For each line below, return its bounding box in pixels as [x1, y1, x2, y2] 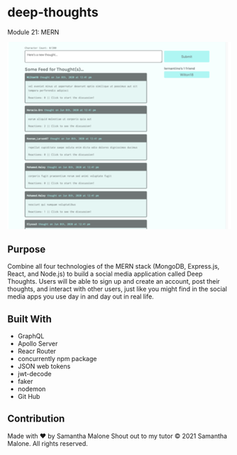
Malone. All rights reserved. [7, 439, 89, 448]
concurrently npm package [17, 355, 97, 363]
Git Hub [17, 392, 40, 401]
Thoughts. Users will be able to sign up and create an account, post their [7, 277, 220, 286]
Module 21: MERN [7, 28, 60, 36]
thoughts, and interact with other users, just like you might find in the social [7, 285, 227, 294]
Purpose [7, 243, 46, 255]
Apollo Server [17, 339, 58, 348]
